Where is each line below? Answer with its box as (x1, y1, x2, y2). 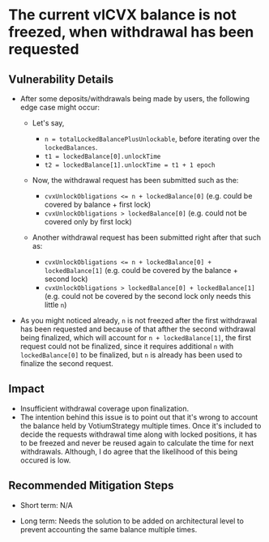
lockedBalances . (44, 143, 98, 152)
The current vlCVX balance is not (8, 6, 237, 24)
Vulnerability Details (8, 72, 114, 86)
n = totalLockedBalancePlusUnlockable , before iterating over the (44, 134, 261, 143)
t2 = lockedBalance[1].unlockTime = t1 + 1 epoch (44, 161, 216, 169)
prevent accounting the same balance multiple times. (19, 524, 198, 534)
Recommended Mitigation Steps (8, 479, 174, 493)
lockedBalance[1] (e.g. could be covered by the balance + (44, 266, 238, 275)
